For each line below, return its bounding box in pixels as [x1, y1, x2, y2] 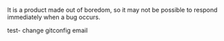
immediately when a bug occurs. [7, 13, 101, 21]
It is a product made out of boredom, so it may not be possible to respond [7, 6, 218, 14]
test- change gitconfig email [7, 27, 88, 34]
